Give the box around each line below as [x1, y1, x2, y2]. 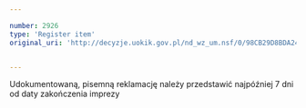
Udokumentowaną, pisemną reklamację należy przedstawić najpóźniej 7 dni [9, 79, 294, 90]
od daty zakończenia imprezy [9, 88, 120, 100]
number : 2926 [9, 21, 59, 30]
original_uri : [9, 38, 64, 47]
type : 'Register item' [9, 29, 96, 39]
